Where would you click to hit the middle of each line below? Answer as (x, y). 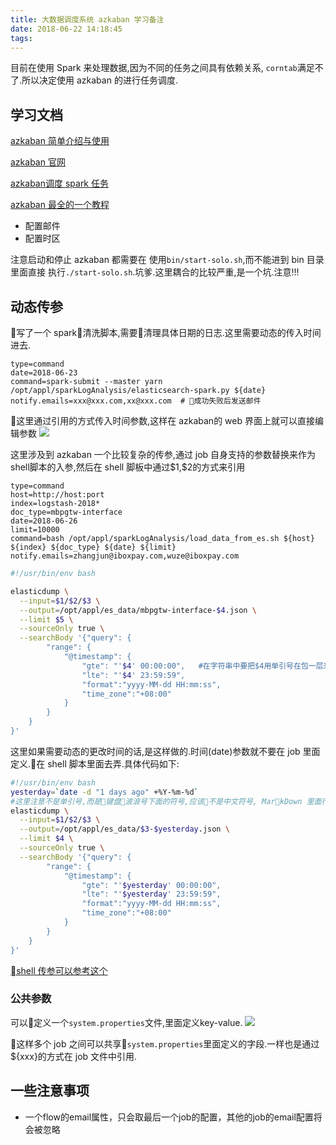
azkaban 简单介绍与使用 (60, 141)
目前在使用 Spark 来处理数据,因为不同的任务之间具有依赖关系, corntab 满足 (162, 68)
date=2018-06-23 (44, 373)
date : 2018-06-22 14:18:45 (66, 29)
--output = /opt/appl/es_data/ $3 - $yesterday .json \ (124, 829)
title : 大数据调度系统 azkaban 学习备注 (87, 19)
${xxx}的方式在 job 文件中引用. (74, 1056)
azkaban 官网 (38, 162)
